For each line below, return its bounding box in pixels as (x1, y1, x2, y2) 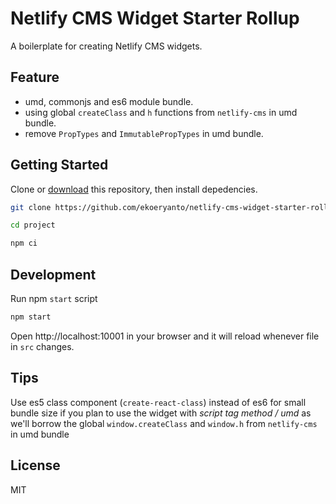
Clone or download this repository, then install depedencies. (10, 183, 258, 195)
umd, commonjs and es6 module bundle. (24, 95, 194, 107)
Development (10, 266, 97, 283)
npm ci (10, 238, 38, 249)
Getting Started (10, 157, 109, 174)
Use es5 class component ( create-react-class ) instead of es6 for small (10, 396, 307, 408)
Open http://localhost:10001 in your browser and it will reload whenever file (10, 330, 320, 342)
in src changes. (10, 340, 75, 352)
